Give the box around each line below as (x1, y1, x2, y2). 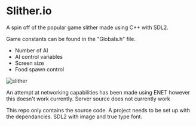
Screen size (14, 59, 44, 67)
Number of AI (14, 46, 48, 54)
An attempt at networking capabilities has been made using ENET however (6, 89, 190, 96)
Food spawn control (14, 65, 65, 73)
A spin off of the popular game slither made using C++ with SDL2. (6, 24, 169, 31)
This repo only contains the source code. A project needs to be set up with (6, 106, 190, 114)
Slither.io (6, 4, 52, 18)
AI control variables (14, 53, 63, 60)
